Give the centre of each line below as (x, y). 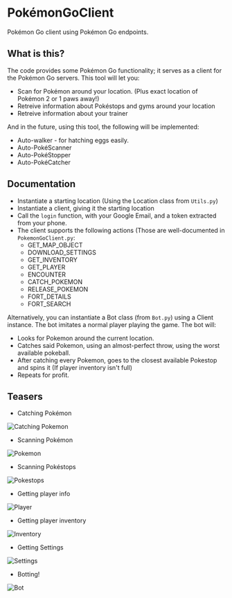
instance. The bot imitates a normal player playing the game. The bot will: (112, 324)
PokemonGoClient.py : (46, 238)
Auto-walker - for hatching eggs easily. (73, 140)
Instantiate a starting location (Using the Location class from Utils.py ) (117, 201)
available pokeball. (44, 353)
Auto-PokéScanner (44, 148)
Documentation (42, 184)
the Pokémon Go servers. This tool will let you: (73, 78)
